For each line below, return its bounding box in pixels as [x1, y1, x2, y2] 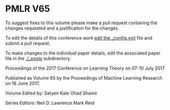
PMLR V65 [5, 3, 50, 15]
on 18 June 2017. [5, 80, 40, 86]
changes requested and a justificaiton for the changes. [5, 25, 119, 31]
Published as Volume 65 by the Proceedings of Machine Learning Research [5, 75, 163, 81]
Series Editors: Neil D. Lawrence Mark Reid [5, 99, 95, 106]
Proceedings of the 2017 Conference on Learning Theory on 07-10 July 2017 [5, 65, 165, 71]
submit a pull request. [5, 40, 51, 46]
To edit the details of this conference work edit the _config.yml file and [5, 35, 153, 41]
